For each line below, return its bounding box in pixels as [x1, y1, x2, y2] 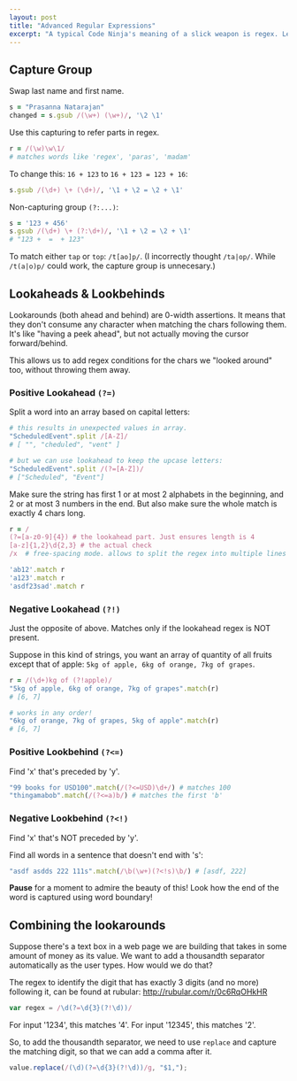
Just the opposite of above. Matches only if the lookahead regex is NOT [9, 622, 271, 633]
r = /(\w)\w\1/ [9, 143, 65, 153]
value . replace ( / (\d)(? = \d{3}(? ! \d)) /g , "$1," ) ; [9, 1063, 188, 1072]
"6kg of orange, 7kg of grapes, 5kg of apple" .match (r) [9, 716, 219, 726]
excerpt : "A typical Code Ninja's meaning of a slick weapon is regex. [9, 29, 278, 38]
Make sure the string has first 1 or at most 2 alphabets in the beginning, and [9, 489, 285, 499]
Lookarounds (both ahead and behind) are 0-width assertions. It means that [9, 310, 286, 320]
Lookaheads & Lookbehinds [9, 286, 165, 301]
